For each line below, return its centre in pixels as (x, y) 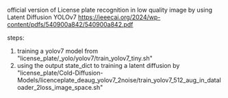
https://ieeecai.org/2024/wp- (119, 17)
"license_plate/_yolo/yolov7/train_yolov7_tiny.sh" (85, 58)
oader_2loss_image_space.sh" (60, 87)
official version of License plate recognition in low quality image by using (110, 10)
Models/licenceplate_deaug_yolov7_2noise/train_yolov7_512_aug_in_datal (119, 80)
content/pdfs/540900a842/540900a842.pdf (70, 24)
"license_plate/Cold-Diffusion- (60, 73)
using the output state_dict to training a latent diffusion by (98, 65)
